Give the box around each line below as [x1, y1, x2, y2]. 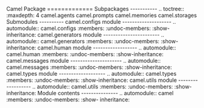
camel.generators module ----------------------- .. [37, 31, 164, 38]
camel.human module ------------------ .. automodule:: [37, 44, 177, 51]
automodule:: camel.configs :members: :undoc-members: [6, 24, 151, 32]
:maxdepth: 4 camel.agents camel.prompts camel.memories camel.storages [6, 12, 197, 19]
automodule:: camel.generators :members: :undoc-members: [6, 38, 160, 45]
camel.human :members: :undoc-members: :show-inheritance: [6, 51, 164, 57]
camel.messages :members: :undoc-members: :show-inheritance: [6, 63, 172, 71]
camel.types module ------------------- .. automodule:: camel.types [6, 70, 177, 77]
